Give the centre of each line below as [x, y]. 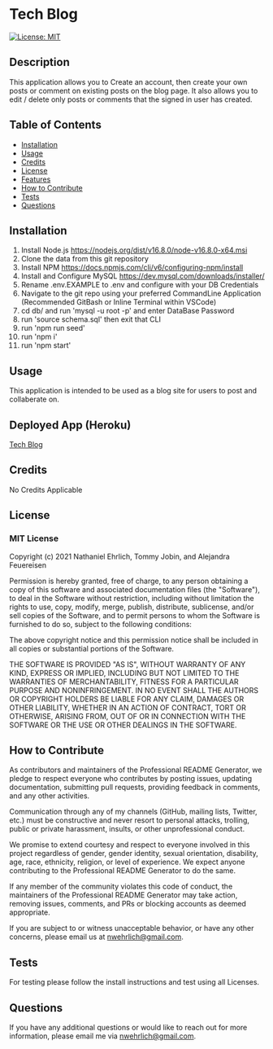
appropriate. [30, 912]
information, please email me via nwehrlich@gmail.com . [103, 1036]
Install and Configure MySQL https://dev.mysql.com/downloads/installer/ [143, 276]
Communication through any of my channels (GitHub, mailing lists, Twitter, [134, 812]
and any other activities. [50, 796]
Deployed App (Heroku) [70, 425]
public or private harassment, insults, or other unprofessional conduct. [127, 829]
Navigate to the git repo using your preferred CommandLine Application [141, 293]
